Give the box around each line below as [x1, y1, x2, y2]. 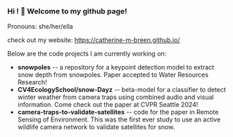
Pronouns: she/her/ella [7, 22, 73, 31]
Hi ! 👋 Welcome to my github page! [7, 6, 128, 16]
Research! [17, 78, 47, 86]
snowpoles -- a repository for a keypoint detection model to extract [17, 63, 215, 72]
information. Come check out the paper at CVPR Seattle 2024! [17, 100, 199, 109]
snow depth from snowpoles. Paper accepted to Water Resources [17, 70, 209, 79]
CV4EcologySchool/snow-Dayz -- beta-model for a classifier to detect [17, 86, 227, 94]
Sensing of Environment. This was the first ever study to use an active [17, 115, 221, 124]
